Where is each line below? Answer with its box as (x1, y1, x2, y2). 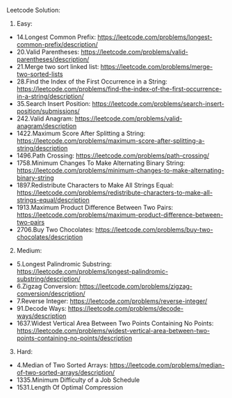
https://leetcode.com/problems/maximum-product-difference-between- (16, 211, 224, 219)
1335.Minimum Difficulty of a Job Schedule (16, 376, 140, 384)
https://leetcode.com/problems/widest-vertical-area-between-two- (16, 327, 210, 335)
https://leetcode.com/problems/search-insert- (92, 100, 225, 107)
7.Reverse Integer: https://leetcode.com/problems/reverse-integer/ (16, 297, 208, 305)
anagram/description (16, 122, 77, 130)
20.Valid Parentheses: (16, 48, 80, 56)
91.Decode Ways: (16, 305, 67, 312)
